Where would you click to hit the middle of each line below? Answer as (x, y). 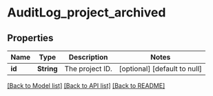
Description (88, 57)
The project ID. (88, 69)
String (47, 69)
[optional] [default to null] (160, 69)
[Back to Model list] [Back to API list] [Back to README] (86, 86)
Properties (30, 38)
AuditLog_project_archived (87, 13)
